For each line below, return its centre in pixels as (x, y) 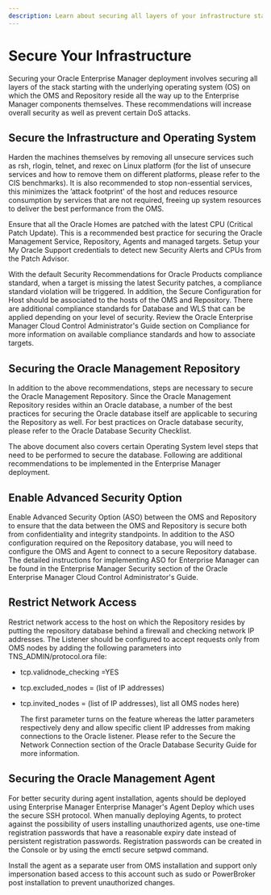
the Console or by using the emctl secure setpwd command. (108, 850)
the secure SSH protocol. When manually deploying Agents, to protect (125, 815)
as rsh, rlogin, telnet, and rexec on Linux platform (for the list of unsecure (130, 166)
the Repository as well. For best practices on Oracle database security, (126, 422)
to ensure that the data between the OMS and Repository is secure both (128, 525)
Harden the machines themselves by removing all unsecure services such (131, 158)
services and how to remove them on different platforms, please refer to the (134, 174)
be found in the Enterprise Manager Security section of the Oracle (118, 569)
